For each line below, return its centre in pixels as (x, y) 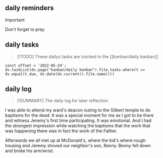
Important (15, 20)
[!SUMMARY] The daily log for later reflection (62, 101)
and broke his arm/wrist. (30, 151)
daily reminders (30, 8)
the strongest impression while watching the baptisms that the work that (78, 126)
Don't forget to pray (25, 29)
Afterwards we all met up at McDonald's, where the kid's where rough (75, 140)
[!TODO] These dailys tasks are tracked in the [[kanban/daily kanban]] (88, 56)
